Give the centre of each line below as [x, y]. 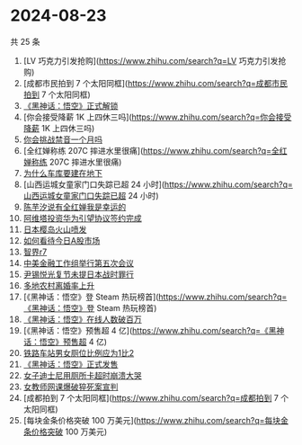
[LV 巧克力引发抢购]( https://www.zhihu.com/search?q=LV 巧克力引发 [151, 60]
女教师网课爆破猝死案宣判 [71, 387]
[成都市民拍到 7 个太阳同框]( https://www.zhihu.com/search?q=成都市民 [155, 83]
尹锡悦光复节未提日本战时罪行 [78, 274]
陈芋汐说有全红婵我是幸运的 [75, 207]
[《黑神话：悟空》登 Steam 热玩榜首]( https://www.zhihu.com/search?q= [155, 297]
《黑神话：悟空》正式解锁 [71, 105]
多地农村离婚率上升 [59, 285]
